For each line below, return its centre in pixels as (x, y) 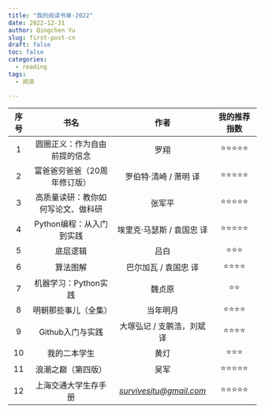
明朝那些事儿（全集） (72, 310)
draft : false (30, 45)
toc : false (26, 52)
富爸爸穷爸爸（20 (67, 171)
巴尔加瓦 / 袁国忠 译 (162, 267)
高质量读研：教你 (67, 197)
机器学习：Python (67, 283)
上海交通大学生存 (67, 385)
